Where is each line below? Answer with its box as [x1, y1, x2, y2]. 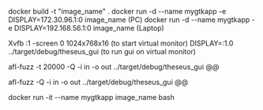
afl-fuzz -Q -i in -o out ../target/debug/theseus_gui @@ [8, 78, 189, 86]
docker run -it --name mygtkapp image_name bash [8, 93, 175, 101]
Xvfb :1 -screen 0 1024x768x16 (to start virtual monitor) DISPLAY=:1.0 [8, 38, 234, 48]
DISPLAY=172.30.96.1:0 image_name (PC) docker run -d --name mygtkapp [8, 15, 250, 24]
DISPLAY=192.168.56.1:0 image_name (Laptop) [14, 24, 164, 32]
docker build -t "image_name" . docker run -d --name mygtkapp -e [8, 7, 227, 16]
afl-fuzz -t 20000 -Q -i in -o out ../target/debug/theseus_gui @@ [8, 62, 220, 71]
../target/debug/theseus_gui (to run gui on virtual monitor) [8, 47, 196, 56]
